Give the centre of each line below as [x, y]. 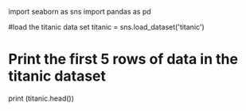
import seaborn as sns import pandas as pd [80, 12]
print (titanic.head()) [41, 98]
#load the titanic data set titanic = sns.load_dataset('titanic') [106, 27]
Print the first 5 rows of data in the [123, 59]
